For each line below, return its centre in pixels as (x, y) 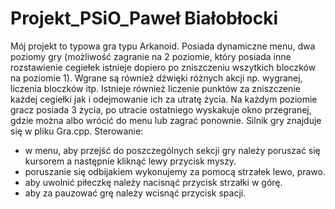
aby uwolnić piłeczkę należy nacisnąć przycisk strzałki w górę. (153, 182)
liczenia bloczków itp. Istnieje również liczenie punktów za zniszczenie (155, 88)
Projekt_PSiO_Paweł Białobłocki (144, 18)
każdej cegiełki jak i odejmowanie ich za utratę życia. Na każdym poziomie (164, 99)
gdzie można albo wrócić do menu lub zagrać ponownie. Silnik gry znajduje (166, 120)
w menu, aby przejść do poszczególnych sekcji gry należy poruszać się (172, 150)
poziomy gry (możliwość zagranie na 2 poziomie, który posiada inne (151, 56)
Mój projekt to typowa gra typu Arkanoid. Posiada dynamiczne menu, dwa (163, 46)
